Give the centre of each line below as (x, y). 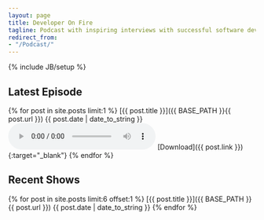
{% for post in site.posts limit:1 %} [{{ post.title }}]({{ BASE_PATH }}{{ (120, 110)
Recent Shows (44, 180)
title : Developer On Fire (50, 23)
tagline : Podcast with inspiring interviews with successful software (126, 30)
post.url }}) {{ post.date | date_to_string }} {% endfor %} (106, 207)
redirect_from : (33, 37)
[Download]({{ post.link (195, 147)
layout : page (29, 15)
